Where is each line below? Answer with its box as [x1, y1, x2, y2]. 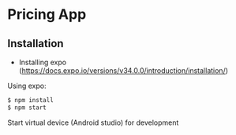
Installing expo [18, 57, 67, 67]
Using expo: [7, 81, 47, 90]
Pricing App [7, 5, 87, 24]
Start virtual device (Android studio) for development [7, 118, 179, 127]
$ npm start [7, 104, 47, 111]
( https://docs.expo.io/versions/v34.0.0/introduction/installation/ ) [18, 66, 229, 75]
